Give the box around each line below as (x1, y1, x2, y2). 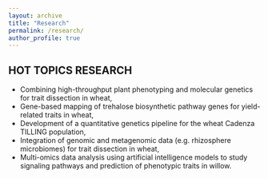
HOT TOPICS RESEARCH (8, 63, 133, 77)
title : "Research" (8, 19, 70, 27)
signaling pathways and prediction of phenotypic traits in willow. (19, 161, 232, 171)
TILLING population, (19, 127, 86, 136)
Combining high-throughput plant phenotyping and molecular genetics (19, 85, 254, 94)
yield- (241, 101, 261, 112)
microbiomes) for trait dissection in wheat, (19, 144, 160, 154)
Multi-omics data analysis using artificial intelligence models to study (19, 152, 248, 162)
